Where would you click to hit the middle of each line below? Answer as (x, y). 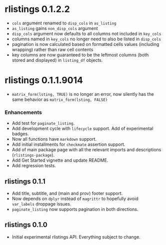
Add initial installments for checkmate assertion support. (69, 144)
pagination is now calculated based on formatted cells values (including (85, 44)
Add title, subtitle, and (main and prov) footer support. (67, 193)
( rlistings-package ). (33, 155)
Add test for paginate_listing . (43, 123)
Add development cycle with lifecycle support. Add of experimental (83, 129)
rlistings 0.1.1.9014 (44, 80)
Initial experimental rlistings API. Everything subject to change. (76, 237)
